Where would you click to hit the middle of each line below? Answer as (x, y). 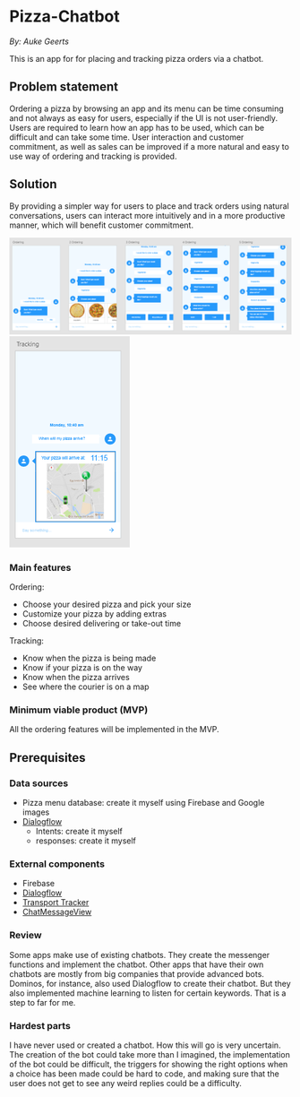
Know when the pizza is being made (89, 658)
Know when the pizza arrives (76, 678)
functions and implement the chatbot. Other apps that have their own (137, 964)
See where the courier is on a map (86, 687)
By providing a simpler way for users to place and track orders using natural (149, 206)
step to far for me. (43, 1002)
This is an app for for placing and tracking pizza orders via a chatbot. (137, 58)
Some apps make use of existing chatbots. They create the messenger (140, 954)
